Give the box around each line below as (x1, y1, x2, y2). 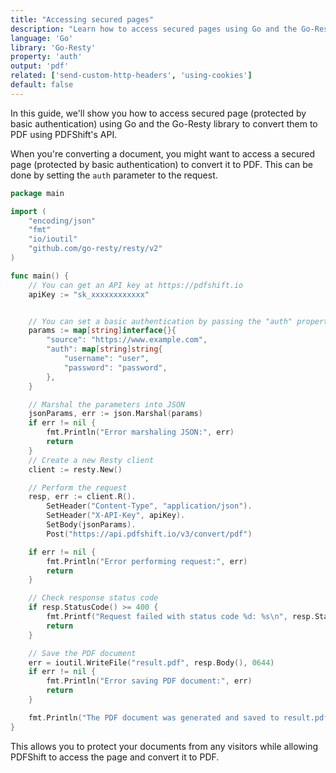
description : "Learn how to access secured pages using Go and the (10, 24, 298, 34)
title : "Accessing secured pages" (10, 14, 155, 25)
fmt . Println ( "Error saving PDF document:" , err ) (46, 676, 253, 686)
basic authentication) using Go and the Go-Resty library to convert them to (10, 117, 318, 130)
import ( (10, 206, 47, 216)
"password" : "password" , (63, 362, 168, 373)
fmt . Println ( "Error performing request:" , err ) (46, 556, 248, 566)
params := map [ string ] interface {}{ (28, 326, 177, 336)
